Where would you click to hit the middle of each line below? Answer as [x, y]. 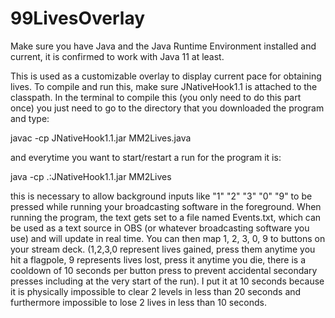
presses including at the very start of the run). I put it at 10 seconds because [167, 281]
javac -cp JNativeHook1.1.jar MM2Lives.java [101, 138]
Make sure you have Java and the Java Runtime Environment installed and [163, 46]
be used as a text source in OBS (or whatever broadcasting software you [160, 228]
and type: [30, 118]
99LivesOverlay [78, 18]
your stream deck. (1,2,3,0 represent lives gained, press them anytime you [163, 249]
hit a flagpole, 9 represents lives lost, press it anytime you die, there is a [158, 259]
